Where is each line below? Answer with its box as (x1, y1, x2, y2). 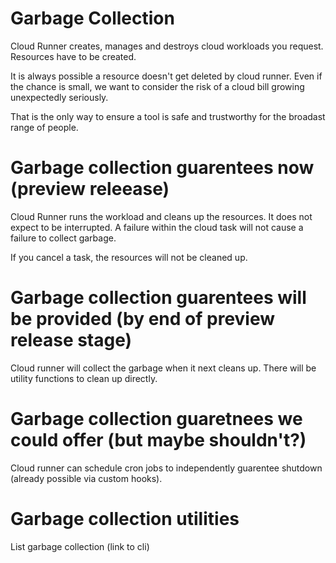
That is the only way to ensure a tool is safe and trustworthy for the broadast (10, 110, 326, 122)
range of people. (10, 121, 79, 133)
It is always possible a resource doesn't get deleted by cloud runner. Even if (10, 70, 323, 82)
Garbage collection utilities (10, 507, 240, 530)
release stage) (10, 329, 133, 352)
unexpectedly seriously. (10, 91, 109, 103)
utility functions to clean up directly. (10, 372, 158, 384)
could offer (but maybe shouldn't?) (10, 429, 307, 451)
